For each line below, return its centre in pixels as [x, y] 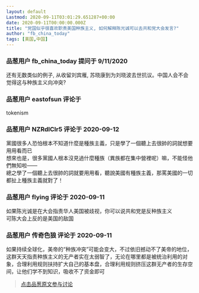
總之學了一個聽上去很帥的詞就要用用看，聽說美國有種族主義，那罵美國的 [94, 173]
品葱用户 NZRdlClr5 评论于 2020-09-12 [63, 129]
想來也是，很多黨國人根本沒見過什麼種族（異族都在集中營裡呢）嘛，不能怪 [97, 158]
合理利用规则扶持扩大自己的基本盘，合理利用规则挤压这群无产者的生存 [102, 264]
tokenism [17, 113]
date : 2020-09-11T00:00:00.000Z [46, 23]
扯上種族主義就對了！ [37, 180]
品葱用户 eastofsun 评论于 [44, 100]
